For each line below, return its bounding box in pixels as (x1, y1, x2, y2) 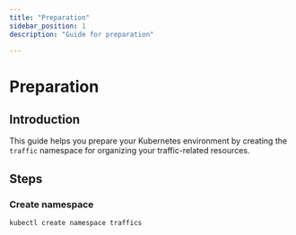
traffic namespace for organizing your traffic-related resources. (9, 145, 250, 156)
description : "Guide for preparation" (9, 30, 154, 39)
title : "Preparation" (9, 13, 91, 22)
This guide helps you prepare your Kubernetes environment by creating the (9, 135, 288, 146)
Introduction (9, 111, 81, 126)
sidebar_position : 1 (9, 22, 87, 30)
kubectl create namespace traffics (9, 219, 143, 228)
